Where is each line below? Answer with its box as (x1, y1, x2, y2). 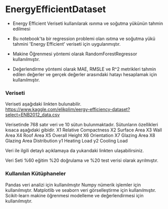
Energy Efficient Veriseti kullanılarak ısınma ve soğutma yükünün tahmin (12, 20, 163, 26)
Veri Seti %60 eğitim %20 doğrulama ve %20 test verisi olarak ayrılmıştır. (5, 157, 158, 163)
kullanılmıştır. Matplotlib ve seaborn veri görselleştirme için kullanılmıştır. (5, 187, 156, 193)
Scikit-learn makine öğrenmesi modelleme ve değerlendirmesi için (5, 192, 144, 198)
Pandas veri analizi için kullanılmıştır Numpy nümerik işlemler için (5, 182, 141, 188)
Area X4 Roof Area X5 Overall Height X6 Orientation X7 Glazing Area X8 (5, 132, 156, 138)
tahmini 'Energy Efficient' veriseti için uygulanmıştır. (12, 41, 121, 47)
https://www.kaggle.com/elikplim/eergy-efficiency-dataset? (5, 107, 130, 113)
